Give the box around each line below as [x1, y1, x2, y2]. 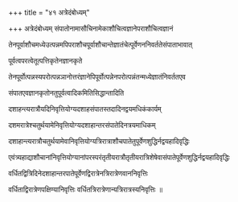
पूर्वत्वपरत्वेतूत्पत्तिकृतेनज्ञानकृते [8, 56, 83, 65]
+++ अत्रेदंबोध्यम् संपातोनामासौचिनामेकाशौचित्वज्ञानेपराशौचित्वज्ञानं [8, 24, 174, 33]
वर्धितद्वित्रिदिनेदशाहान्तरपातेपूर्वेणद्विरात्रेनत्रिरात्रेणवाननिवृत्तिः [8, 169, 149, 178]
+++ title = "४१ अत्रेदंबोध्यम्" [8, 8, 90, 17]
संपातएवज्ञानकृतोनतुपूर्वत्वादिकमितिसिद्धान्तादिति [8, 89, 125, 97]
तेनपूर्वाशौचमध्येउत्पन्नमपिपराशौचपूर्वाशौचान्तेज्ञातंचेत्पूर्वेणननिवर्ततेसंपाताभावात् [8, 40, 193, 49]
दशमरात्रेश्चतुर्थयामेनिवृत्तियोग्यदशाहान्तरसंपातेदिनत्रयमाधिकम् [8, 121, 156, 130]
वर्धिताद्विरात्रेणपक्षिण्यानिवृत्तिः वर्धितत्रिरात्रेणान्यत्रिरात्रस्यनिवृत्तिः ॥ [8, 185, 163, 194]
